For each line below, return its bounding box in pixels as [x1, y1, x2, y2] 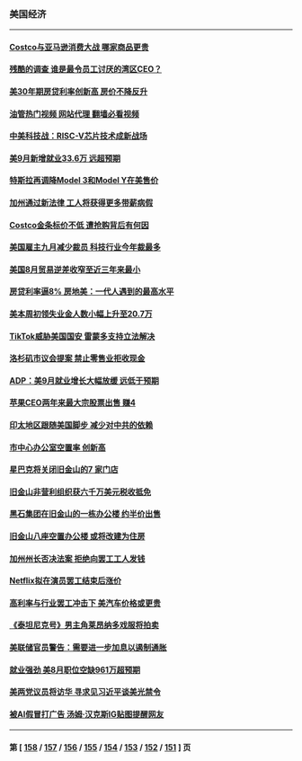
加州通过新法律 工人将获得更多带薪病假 [9, 198, 154, 208]
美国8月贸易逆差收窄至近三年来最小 [9, 263, 141, 275]
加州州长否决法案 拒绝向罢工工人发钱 [9, 553, 146, 563]
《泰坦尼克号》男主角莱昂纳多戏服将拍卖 [9, 620, 159, 631]
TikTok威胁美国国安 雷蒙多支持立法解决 [9, 331, 155, 341]
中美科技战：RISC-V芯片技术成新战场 [9, 130, 148, 141]
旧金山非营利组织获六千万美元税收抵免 [9, 486, 151, 497]
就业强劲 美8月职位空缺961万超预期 [9, 664, 141, 675]
